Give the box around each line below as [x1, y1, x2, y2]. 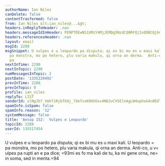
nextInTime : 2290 [5, 62, 41, 67]
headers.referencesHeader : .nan [5, 35, 71, 40]
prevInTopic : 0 [5, 85, 36, 90]
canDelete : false [5, 12, 41, 17]
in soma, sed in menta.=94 [5, 156, 59, 162]
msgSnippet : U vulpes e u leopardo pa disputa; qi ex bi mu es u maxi [5, 48, 153, 53]
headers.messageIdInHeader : [5, 30, 63, 35]
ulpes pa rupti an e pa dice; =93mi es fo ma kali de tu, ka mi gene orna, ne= [5, 150, 158, 156]
